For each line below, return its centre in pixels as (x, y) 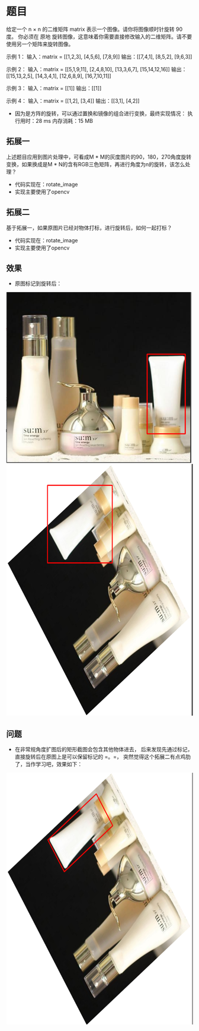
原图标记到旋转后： (38, 284)
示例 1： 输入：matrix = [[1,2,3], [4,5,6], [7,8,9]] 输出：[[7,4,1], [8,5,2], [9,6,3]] (99, 56)
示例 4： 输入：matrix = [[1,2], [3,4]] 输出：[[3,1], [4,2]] (73, 100)
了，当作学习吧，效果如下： (49, 764)
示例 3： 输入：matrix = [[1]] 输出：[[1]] (54, 88)
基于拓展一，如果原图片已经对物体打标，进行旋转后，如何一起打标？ (89, 227)
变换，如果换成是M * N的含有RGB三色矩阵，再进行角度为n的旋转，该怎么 (96, 164)
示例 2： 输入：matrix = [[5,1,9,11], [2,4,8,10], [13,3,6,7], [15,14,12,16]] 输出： (97, 69)
